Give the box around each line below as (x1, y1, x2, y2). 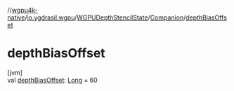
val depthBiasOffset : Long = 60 (7, 76, 98, 84)
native (7, 13, 25, 22)
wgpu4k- (11, 6, 39, 14)
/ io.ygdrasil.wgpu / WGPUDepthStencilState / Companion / (24, 13, 186, 22)
